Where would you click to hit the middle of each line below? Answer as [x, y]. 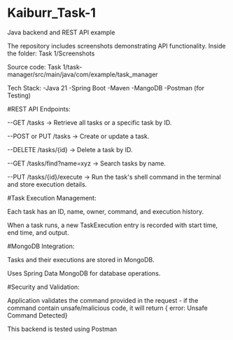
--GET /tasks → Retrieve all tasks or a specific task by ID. [90, 122]
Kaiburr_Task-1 [52, 13]
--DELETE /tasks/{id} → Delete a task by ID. [70, 149]
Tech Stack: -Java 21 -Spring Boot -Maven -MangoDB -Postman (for [106, 88]
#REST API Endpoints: [39, 109]
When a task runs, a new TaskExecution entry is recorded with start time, [113, 225]
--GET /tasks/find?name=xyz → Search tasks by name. [87, 163]
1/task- [72, 67]
